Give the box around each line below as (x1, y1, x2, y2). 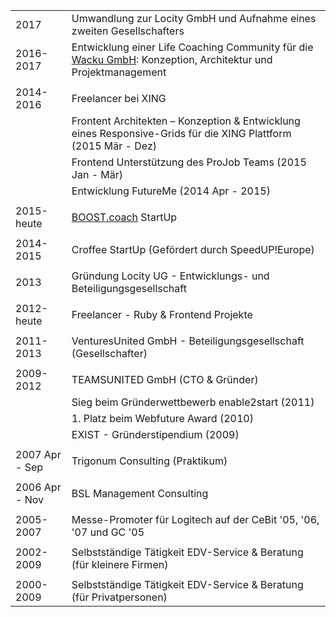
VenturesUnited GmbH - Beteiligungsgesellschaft (71, 334, 305, 348)
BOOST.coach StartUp (71, 210, 178, 224)
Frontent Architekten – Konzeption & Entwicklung (71, 114, 301, 128)
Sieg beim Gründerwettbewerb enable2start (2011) (71, 395, 315, 409)
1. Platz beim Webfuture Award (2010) (71, 412, 254, 425)
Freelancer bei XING (71, 92, 167, 105)
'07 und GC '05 (71, 525, 145, 539)
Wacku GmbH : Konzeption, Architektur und (71, 53, 273, 66)
